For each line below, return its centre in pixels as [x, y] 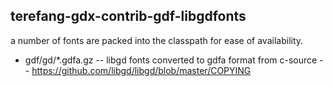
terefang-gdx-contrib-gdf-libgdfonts [128, 16]
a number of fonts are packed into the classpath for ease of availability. [157, 40]
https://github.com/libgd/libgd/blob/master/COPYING [141, 70]
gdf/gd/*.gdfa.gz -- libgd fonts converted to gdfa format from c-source [171, 60]
